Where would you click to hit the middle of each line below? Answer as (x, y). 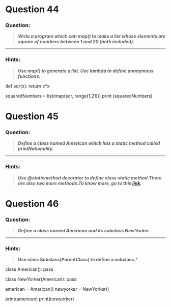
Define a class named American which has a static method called (89, 143)
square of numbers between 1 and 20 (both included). (76, 42)
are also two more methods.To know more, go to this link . (80, 183)
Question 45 (32, 116)
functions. (29, 76)
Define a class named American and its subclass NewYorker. (84, 231)
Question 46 (32, 204)
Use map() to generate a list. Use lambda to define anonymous (85, 71)
